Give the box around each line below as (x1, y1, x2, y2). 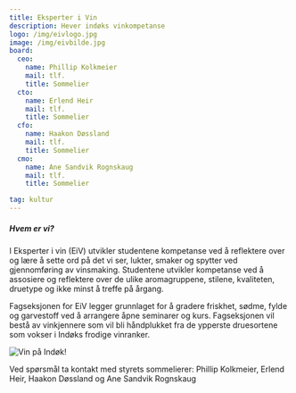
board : (9, 46, 34, 55)
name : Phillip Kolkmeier (25, 63, 118, 72)
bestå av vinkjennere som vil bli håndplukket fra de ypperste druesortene (9, 319, 278, 330)
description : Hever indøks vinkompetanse (9, 21, 166, 30)
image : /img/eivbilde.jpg (9, 38, 105, 47)
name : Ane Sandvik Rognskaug (25, 163, 134, 171)
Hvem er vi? (9, 222, 55, 233)
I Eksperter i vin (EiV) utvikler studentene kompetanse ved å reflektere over (9, 245, 285, 255)
